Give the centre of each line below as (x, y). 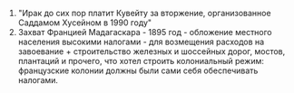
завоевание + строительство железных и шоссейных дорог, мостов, (152, 51)
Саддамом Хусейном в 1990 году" (85, 23)
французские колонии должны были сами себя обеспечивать (138, 70)
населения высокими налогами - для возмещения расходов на (141, 42)
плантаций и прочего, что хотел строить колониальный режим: (141, 61)
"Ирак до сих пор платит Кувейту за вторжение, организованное (144, 13)
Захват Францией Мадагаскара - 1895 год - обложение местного (145, 32)
